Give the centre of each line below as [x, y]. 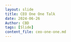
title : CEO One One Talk [30, 14]
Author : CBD [17, 23]
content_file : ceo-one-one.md [36, 32]
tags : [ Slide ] [19, 28]
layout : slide [19, 9]
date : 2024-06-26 [23, 18]
